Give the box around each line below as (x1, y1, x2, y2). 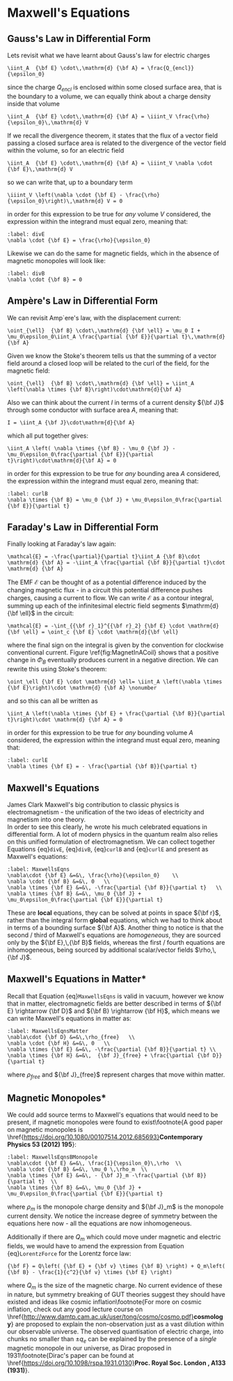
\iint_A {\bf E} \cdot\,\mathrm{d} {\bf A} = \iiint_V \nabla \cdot (7, 159, 214, 167)
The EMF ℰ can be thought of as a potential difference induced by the (7, 578, 207, 587)
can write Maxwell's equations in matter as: (7, 1014, 132, 1022)
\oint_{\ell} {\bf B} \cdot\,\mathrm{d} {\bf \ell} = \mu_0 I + (7, 327, 200, 334)
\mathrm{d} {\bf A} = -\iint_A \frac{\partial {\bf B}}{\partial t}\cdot (7, 560, 226, 567)
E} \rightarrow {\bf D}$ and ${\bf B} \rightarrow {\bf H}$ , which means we (7, 1006, 220, 1015)
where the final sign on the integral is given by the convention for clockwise (7, 641, 224, 650)
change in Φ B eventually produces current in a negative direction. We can (7, 656, 219, 666)
